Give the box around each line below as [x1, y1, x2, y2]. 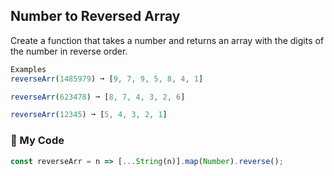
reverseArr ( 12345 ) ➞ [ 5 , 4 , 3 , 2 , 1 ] [10, 110, 168, 120]
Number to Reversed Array [10, 8, 181, 25]
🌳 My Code [10, 134, 65, 148]
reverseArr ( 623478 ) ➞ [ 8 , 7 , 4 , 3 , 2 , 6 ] [10, 92, 186, 102]
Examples [10, 64, 47, 74]
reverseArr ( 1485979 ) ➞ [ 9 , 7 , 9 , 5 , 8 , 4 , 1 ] [10, 74, 204, 84]
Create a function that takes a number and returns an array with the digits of [10, 34, 325, 46]
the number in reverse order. [10, 45, 128, 57]
